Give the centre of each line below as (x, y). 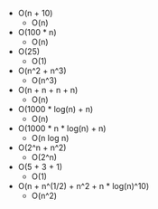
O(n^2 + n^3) (42, 71)
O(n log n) (50, 138)
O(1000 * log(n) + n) (56, 109)
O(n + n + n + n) (48, 90)
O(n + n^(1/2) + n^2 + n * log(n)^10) (84, 186)
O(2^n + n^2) (42, 147)
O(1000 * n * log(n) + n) (62, 128)
